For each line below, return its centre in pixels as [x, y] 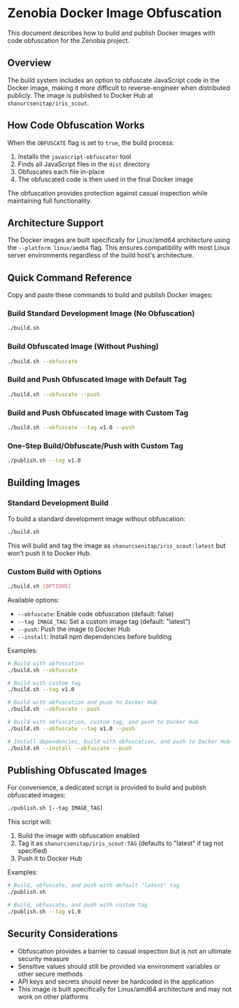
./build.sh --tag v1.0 [41, 690]
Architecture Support [56, 223]
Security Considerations [63, 934]
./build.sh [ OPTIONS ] [39, 586]
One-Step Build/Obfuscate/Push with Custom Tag [95, 445]
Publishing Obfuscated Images [77, 770]
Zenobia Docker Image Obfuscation [115, 13]
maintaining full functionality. [50, 201]
